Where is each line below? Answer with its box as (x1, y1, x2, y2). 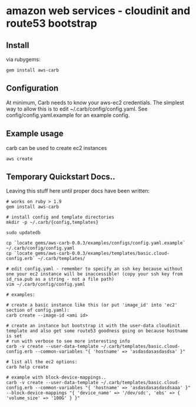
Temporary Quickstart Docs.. (6, 172, 116, 182)
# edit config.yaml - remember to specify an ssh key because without (6, 266, 183, 272)
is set (6, 333, 22, 339)
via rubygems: (6, 56, 41, 63)
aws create (6, 155, 33, 162)
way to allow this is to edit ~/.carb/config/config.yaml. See (6, 105, 148, 112)
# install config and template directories (6, 214, 115, 220)
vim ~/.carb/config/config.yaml (6, 282, 85, 288)
